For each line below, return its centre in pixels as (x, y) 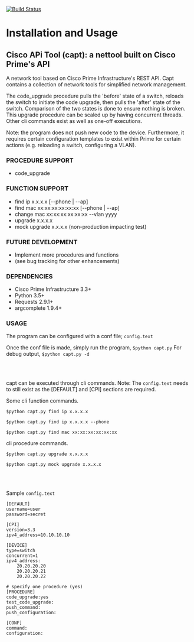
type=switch (21, 551)
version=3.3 (21, 530)
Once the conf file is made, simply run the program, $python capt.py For (94, 348)
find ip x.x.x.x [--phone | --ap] (51, 202)
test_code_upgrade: (30, 602)
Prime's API (28, 64)
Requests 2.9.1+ (34, 302)
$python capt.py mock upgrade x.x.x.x (54, 465)
